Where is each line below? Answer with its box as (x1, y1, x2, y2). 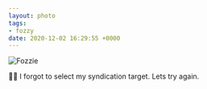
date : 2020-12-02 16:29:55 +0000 (8, 34, 121, 42)
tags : (8, 19, 27, 27)
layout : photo (8, 11, 56, 20)
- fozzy (8, 26, 35, 34)
